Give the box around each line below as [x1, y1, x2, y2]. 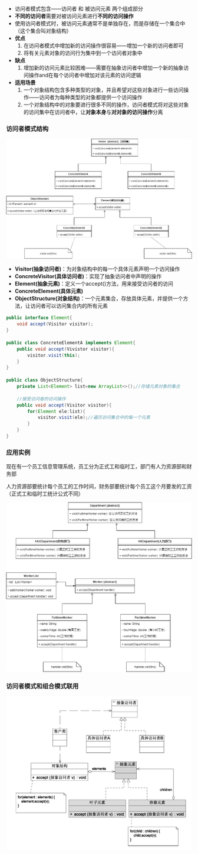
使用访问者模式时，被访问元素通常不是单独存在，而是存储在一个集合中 [14, 20, 186, 27]
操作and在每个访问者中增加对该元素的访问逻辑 [28, 71, 141, 79]
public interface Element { [6, 315, 72, 321]
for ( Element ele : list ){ [27, 408, 85, 415]
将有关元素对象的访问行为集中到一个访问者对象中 [23, 50, 143, 56]
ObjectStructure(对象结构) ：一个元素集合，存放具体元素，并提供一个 [14, 295, 183, 302]
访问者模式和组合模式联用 [6, 682, 79, 690]
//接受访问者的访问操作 [16, 396, 66, 402]
